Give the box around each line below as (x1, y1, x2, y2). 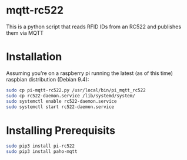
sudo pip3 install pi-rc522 (6, 143, 75, 149)
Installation (6, 50, 62, 64)
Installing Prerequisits (6, 123, 116, 137)
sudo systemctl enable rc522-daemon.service (6, 98, 117, 104)
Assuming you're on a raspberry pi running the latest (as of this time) (6, 69, 173, 77)
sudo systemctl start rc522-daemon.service (6, 104, 115, 110)
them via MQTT (6, 29, 44, 36)
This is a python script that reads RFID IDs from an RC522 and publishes (6, 23, 181, 30)
